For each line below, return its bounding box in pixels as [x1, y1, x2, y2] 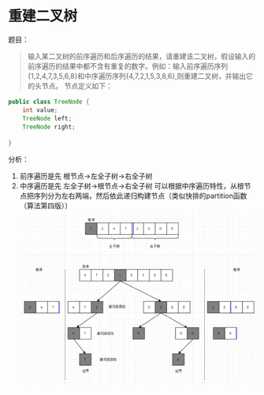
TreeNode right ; [22, 123, 76, 131]
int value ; [22, 106, 58, 114]
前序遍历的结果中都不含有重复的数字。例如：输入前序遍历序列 [27, 61, 229, 71]
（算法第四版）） [19, 201, 73, 211]
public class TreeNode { [8, 98, 90, 106]
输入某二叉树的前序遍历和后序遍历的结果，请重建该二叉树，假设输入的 [27, 51, 256, 61]
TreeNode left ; [22, 114, 73, 122]
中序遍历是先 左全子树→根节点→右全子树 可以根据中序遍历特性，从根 [19, 181, 244, 191]
